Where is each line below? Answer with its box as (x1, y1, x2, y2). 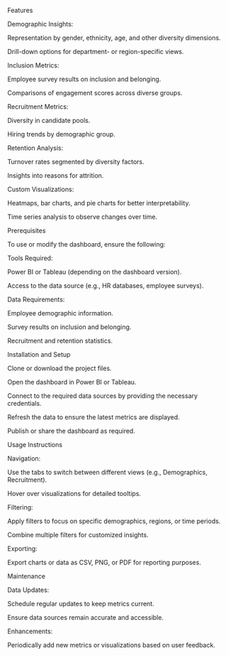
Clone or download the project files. (7, 364, 112, 372)
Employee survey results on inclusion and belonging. (7, 75, 161, 83)
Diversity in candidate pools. (7, 117, 91, 124)
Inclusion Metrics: (7, 61, 59, 70)
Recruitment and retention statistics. (7, 337, 113, 345)
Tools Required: (7, 254, 53, 262)
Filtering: (7, 503, 33, 511)
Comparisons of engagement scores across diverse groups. (7, 89, 183, 97)
